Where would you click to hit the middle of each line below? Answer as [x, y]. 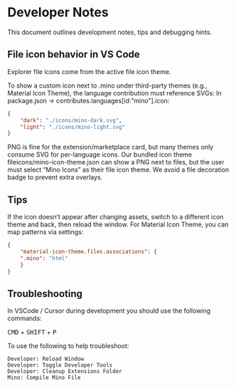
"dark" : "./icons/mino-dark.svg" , [71, 120]
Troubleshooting [45, 294]
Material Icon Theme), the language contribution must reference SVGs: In [114, 93]
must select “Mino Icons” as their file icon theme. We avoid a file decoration [118, 170]
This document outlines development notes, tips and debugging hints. [109, 32]
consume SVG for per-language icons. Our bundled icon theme [100, 154]
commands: [25, 318]
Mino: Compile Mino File [44, 378]
